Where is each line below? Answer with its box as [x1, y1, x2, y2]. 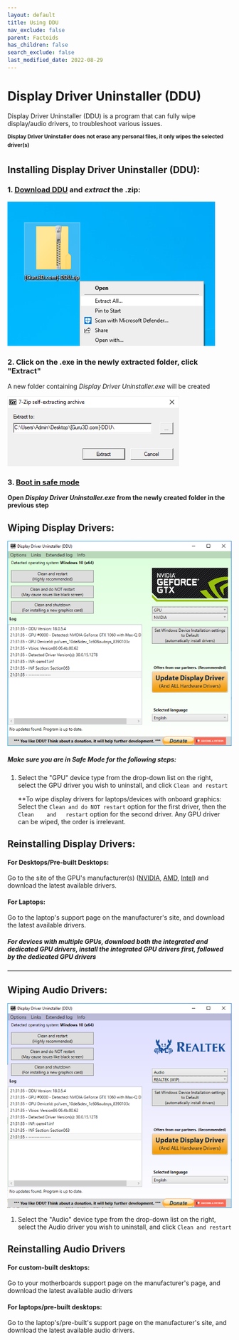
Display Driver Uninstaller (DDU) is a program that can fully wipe [7, 111, 196, 120]
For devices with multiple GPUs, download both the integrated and [7, 937, 208, 945]
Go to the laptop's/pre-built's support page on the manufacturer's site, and [7, 1319, 227, 1327]
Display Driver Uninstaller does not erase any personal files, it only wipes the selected [7, 133, 224, 140]
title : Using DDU [7, 19, 59, 26]
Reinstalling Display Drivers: [7, 838, 136, 850]
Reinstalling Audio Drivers [7, 1243, 126, 1255]
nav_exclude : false [7, 26, 65, 33]
